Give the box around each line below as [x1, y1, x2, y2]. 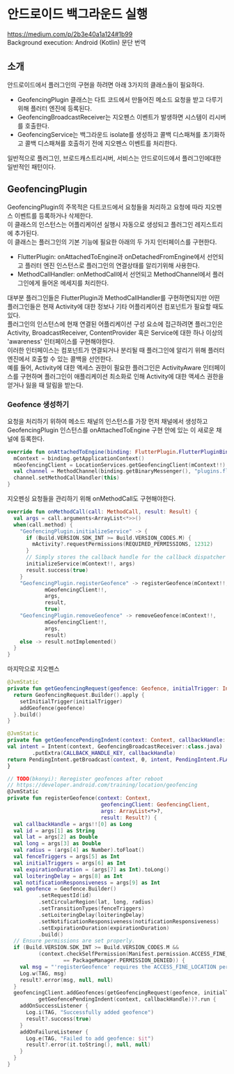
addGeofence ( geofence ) [19, 705, 86, 712]
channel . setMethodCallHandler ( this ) [13, 474, 120, 482]
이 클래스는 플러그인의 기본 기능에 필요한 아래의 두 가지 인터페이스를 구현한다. [7, 237, 217, 246]
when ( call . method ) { [13, 521, 73, 528]
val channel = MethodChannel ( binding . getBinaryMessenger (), [13, 468, 192, 475]
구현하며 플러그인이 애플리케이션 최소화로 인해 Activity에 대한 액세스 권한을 [19, 372, 224, 381]
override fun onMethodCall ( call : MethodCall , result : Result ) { [7, 508, 198, 515]
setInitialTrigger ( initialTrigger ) [19, 698, 123, 705]
